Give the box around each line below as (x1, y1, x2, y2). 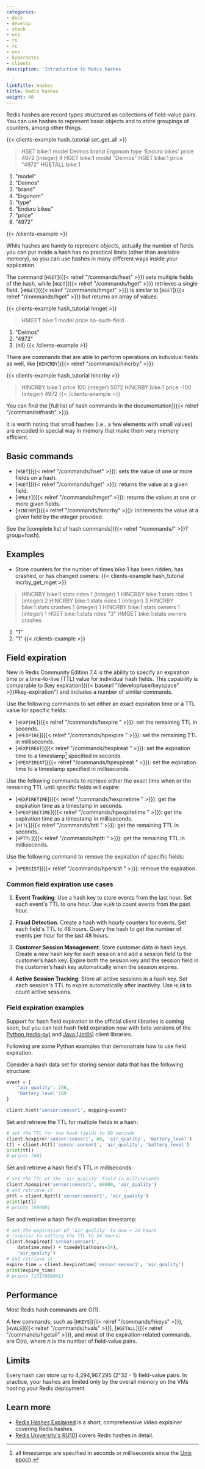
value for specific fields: (6, 707, 67, 714)
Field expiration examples (6, 1003, 84, 1012)
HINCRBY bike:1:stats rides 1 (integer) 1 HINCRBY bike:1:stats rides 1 (21, 590, 192, 598)
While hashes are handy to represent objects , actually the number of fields (6, 241, 194, 249)
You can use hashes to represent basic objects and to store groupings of (6, 117, 189, 124)
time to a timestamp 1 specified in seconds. (15, 751, 123, 759)
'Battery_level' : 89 (17, 1090, 67, 1097)
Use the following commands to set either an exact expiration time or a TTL (6, 700, 195, 708)
